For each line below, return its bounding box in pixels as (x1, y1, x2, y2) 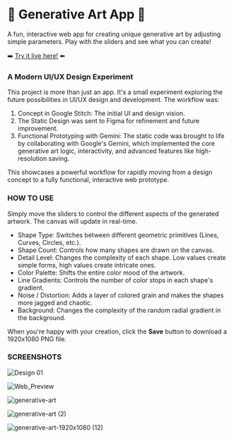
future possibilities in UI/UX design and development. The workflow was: (7, 96, 220, 104)
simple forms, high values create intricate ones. (17, 261, 157, 269)
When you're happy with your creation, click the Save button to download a (7, 327, 228, 336)
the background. (17, 313, 66, 321)
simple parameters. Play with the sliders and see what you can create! (7, 37, 212, 45)
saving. (48, 154, 70, 163)
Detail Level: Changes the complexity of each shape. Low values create (17, 253, 226, 261)
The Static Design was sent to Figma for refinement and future (17, 117, 200, 125)
